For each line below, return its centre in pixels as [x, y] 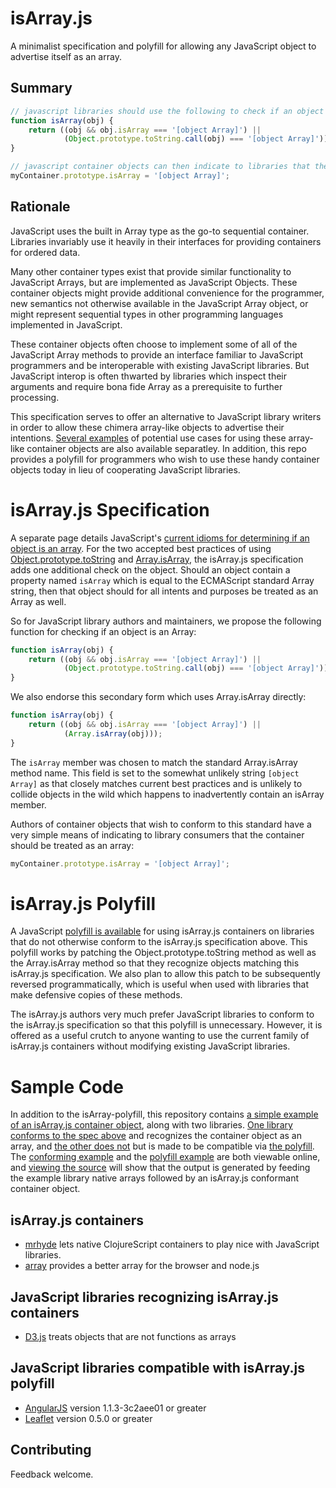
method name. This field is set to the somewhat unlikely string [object [155, 773]
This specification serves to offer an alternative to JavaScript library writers [166, 416]
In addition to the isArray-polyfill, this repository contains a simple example [164, 1114]
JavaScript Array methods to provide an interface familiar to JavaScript [157, 354]
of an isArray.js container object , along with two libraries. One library [151, 1125]
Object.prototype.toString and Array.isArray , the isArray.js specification [157, 559]
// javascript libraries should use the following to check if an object [167, 111]
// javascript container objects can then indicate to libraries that [160, 167]
